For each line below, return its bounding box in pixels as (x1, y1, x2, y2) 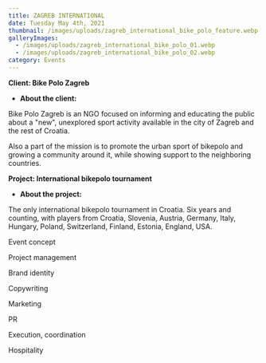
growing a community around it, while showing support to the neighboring (8, 149, 252, 160)
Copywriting (8, 283, 49, 293)
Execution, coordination (8, 329, 86, 339)
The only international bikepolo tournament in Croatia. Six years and (8, 204, 232, 214)
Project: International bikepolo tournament (8, 173, 153, 183)
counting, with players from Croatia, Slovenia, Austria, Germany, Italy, (8, 213, 237, 223)
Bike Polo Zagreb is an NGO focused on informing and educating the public (8, 109, 255, 118)
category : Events (8, 57, 66, 65)
